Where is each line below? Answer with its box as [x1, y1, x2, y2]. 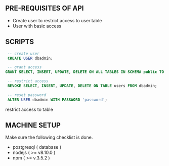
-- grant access [7, 65, 42, 70]
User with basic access [12, 23, 62, 29]
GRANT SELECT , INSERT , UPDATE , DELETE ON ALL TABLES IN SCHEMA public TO [5, 69, 164, 75]
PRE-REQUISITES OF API [5, 4, 84, 13]
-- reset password [7, 92, 47, 98]
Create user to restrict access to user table [12, 17, 102, 23]
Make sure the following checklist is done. [5, 134, 93, 141]
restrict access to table [5, 106, 53, 112]
